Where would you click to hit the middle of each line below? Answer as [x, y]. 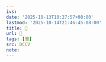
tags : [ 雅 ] [19, 39]
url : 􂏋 [14, 34]
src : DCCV [18, 45]
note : [13, 50]
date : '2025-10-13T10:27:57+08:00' [50, 17]
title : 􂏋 [17, 28]
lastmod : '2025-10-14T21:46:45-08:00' [54, 22]
